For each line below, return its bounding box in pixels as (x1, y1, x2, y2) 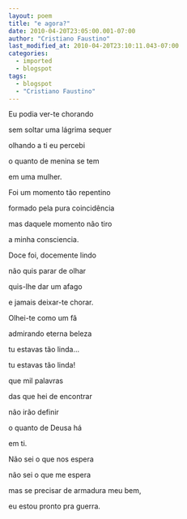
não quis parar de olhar (8, 266, 87, 276)
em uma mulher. (8, 172, 62, 182)
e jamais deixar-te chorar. (8, 297, 94, 308)
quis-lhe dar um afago (8, 282, 83, 291)
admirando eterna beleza (8, 329, 92, 338)
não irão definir (8, 407, 59, 417)
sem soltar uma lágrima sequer (8, 125, 112, 134)
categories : (8, 49, 49, 57)
